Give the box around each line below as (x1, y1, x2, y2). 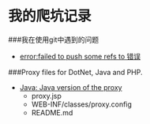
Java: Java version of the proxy (19, 82, 122, 92)
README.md (31, 107, 73, 117)
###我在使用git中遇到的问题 (8, 35, 99, 44)
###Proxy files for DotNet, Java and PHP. (8, 67, 144, 77)
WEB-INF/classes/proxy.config (31, 100, 133, 109)
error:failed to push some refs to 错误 (19, 51, 141, 61)
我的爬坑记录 (8, 7, 92, 25)
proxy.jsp (31, 91, 62, 100)
